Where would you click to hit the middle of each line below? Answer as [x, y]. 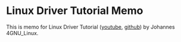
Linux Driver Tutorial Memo [75, 11]
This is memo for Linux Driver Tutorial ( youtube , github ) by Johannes [90, 27]
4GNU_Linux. [22, 33]
